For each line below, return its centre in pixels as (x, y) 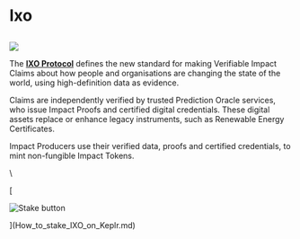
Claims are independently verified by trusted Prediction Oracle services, (143, 100)
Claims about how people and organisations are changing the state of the (145, 73)
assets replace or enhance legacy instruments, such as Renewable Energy (147, 119)
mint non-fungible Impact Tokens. (72, 155)
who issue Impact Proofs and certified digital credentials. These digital (140, 110)
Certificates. (32, 128)
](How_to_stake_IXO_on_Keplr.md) (73, 225)
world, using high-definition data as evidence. (94, 83)
